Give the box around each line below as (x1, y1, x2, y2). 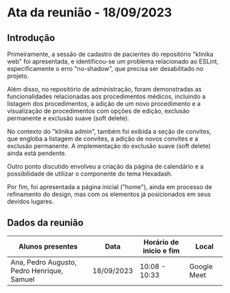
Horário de (143, 237, 179, 247)
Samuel (10, 275, 35, 284)
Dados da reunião (7, 217, 84, 229)
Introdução (7, 32, 55, 44)
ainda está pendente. (7, 149, 67, 157)
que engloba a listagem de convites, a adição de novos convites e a (7, 135, 199, 143)
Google (189, 262, 214, 271)
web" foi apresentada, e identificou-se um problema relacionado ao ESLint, (7, 57, 219, 66)
